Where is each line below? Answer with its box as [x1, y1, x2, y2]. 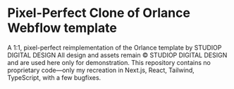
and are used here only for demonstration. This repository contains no [7, 58, 211, 66]
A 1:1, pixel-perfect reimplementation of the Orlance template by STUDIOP [7, 43, 222, 52]
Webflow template [7, 20, 118, 36]
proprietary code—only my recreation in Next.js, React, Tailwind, [7, 66, 195, 74]
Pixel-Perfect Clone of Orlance [7, 5, 190, 21]
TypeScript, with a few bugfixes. [7, 73, 101, 82]
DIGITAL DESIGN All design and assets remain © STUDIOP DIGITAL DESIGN [7, 51, 228, 59]
